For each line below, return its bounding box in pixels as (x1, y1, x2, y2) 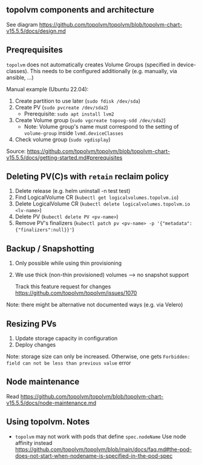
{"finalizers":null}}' (15, 227, 73, 233)
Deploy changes (15, 341, 56, 348)
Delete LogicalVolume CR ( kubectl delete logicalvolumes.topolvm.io (15, 200, 191, 207)
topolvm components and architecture (6, 5, 155, 15)
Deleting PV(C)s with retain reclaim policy (6, 172, 169, 182)
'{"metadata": (157, 221, 192, 227)
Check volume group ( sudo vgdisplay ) (15, 135, 111, 143)
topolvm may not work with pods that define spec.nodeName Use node (15, 432, 186, 440)
